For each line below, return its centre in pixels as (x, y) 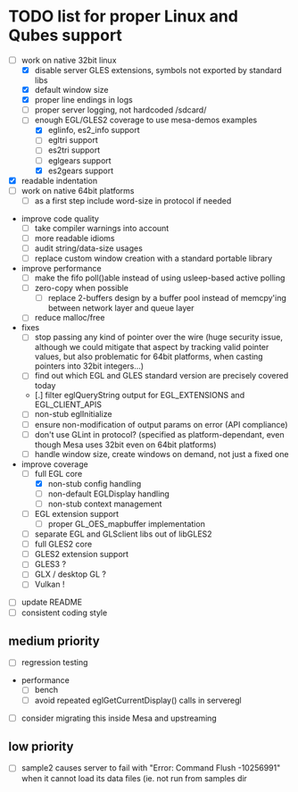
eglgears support (80, 160)
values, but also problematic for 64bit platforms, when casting (149, 357)
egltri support (73, 140)
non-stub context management (105, 504)
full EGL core (58, 473)
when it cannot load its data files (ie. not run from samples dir (134, 778)
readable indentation (59, 180)
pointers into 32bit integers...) (89, 366)
